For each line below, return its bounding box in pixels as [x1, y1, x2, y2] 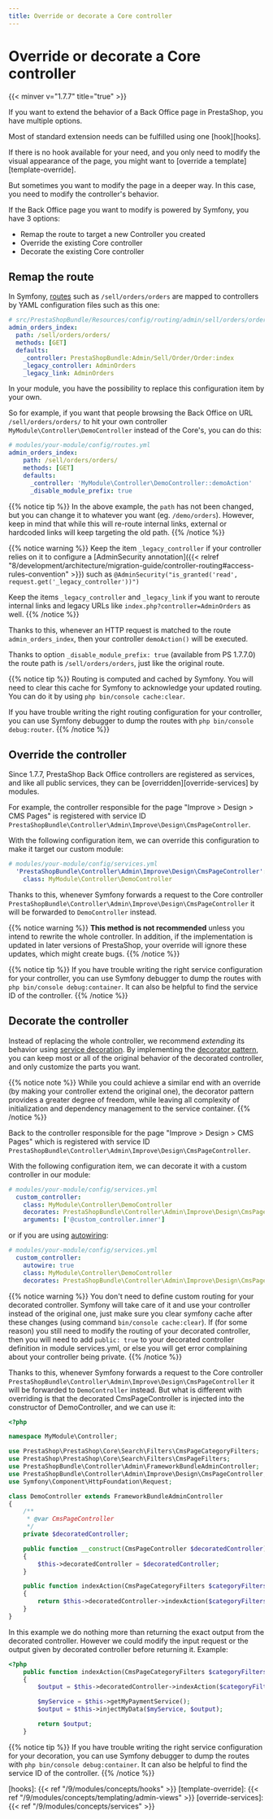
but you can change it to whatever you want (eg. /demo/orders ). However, [8, 510, 254, 519]
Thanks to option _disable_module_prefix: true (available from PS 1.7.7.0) [8, 649, 256, 660]
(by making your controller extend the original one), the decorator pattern [8, 1086, 254, 1096]
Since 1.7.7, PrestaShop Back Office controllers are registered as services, [8, 769, 255, 779]
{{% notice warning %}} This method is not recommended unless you [8, 923, 245, 932]
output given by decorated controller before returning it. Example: [8, 1644, 229, 1654]
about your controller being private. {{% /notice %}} [8, 1352, 183, 1361]
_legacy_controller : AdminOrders [23, 362, 136, 370]
